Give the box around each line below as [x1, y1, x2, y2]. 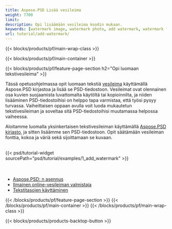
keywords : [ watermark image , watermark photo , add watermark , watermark [5, 27, 164, 32]
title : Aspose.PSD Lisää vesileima [5, 7, 81, 13]
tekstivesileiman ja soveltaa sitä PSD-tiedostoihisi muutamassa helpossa [5, 108, 158, 114]
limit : [5, 17, 19, 22]
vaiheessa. [5, 113, 28, 120]
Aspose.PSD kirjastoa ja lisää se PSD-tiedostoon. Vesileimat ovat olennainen [5, 86, 166, 92]
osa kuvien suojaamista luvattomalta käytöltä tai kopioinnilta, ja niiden [5, 92, 152, 98]
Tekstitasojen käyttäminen [12, 187, 68, 193]
